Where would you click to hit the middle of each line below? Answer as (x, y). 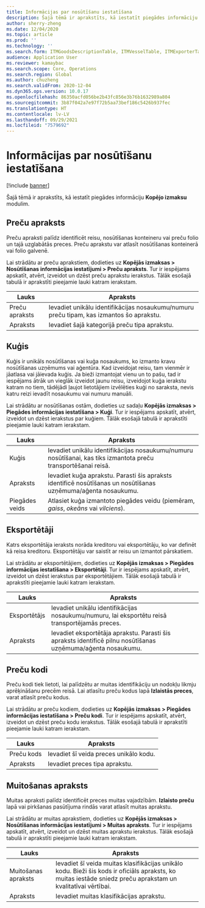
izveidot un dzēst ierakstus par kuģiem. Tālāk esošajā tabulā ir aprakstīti (97, 418)
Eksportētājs (27, 615)
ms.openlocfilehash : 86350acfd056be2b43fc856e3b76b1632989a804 (88, 97)
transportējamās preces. (86, 623)
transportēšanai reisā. (79, 466)
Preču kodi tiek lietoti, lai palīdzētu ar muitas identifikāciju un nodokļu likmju (101, 685)
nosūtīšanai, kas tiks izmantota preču (101, 458)
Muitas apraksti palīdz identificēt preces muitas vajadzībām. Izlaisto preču (100, 801)
